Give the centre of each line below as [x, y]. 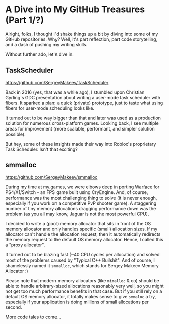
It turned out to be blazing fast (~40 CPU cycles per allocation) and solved [82, 254]
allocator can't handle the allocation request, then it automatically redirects [83, 234]
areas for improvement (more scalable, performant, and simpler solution [80, 128]
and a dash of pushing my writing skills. [46, 44]
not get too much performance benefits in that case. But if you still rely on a [84, 291]
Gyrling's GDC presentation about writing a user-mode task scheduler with [83, 97]
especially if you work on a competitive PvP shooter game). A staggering [81, 203]
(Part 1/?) [25, 20]
